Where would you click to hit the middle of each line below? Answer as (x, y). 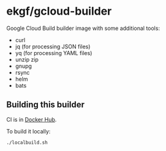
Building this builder (45, 105)
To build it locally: (28, 131)
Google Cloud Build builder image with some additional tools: (83, 28)
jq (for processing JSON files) (53, 46)
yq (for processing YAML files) (54, 53)
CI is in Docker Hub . (32, 119)
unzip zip (27, 59)
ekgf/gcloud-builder (59, 11)
